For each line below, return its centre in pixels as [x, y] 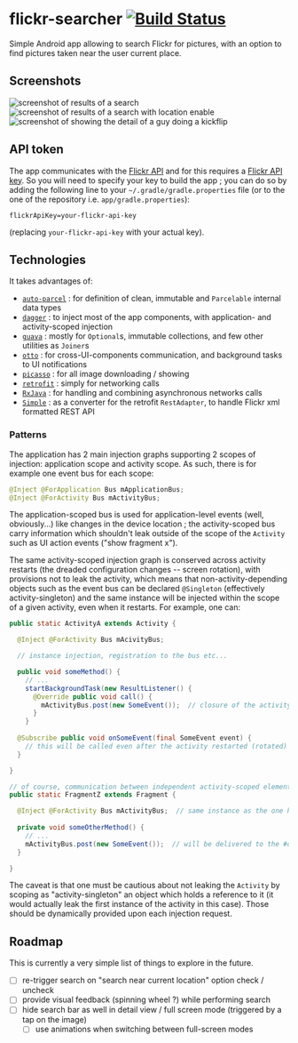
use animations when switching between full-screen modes [144, 1029]
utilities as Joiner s [55, 346]
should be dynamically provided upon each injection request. [121, 914]
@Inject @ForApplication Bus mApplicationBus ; [97, 489]
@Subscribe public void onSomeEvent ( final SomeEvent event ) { [134, 738]
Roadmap [36, 941]
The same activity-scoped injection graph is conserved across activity [137, 560]
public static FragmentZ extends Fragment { [93, 795]
